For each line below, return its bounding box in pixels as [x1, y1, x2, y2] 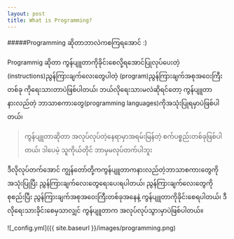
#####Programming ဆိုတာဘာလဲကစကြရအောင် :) [7, 38, 147, 46]
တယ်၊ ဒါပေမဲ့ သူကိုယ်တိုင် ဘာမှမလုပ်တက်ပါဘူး [24, 145, 153, 154]
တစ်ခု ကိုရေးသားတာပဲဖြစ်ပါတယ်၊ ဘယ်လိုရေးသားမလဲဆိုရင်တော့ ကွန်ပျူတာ [7, 85, 212, 93]
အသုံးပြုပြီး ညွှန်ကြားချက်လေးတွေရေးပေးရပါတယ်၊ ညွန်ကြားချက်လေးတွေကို [7, 179, 214, 187]
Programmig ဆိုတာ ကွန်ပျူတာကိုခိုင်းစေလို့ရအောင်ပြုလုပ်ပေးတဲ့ [7, 57, 180, 67]
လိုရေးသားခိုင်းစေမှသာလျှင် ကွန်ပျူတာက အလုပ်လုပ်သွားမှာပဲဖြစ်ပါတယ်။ [7, 206, 204, 214]
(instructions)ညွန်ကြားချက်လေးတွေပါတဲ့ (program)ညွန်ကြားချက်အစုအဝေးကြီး [7, 71, 223, 80]
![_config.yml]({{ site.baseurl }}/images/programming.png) [7, 224, 177, 232]
